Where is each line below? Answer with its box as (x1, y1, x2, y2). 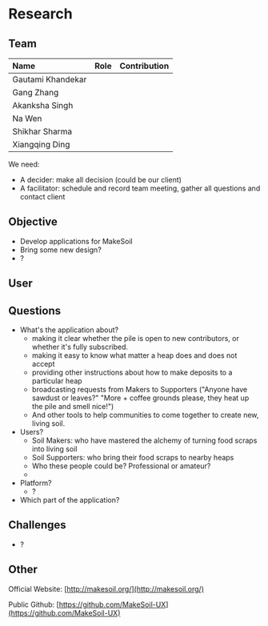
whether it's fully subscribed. (31, 342, 129, 352)
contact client (19, 192, 66, 201)
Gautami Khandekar (12, 74, 87, 85)
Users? (19, 427, 44, 437)
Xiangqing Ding (12, 139, 70, 150)
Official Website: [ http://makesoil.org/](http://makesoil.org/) (8, 584, 205, 593)
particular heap (31, 376, 82, 386)
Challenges (8, 518, 66, 532)
